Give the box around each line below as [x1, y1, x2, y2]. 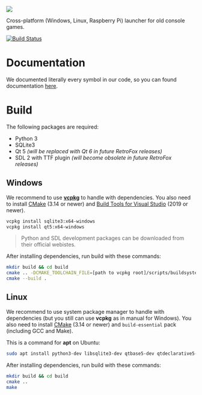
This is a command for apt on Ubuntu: [6, 338, 100, 346]
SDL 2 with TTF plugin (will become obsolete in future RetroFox [14, 154, 172, 161]
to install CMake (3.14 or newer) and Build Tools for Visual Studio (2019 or [6, 200, 188, 207]
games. [6, 23, 25, 30]
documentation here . [6, 82, 58, 90]
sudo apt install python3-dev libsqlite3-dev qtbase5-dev [6, 351, 155, 357]
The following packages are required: [6, 123, 99, 130]
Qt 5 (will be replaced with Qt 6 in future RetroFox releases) [14, 147, 162, 155]
